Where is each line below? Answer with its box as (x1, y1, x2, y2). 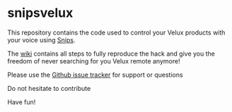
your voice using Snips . (7, 35, 76, 44)
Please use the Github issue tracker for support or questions (7, 70, 183, 79)
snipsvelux (7, 5, 74, 21)
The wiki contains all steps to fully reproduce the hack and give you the (7, 49, 216, 58)
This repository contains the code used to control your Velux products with (7, 28, 226, 37)
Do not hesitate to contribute (7, 84, 91, 92)
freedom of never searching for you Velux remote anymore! (7, 56, 180, 65)
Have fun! (7, 97, 36, 106)
